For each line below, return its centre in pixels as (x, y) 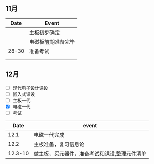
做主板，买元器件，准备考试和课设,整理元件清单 (90, 153)
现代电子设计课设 (30, 88)
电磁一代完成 (49, 135)
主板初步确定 (44, 32)
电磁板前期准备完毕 (52, 42)
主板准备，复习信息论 (59, 144)
